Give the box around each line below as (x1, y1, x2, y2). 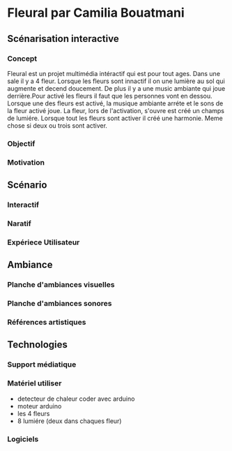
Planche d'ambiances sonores (7, 299, 112, 309)
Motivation (7, 157, 45, 167)
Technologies (7, 339, 68, 350)
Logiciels (7, 434, 39, 444)
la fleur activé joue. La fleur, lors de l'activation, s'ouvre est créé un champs (7, 106, 225, 114)
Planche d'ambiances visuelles (7, 280, 115, 290)
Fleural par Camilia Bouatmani (7, 5, 185, 21)
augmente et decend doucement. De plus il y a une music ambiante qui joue (7, 84, 226, 92)
